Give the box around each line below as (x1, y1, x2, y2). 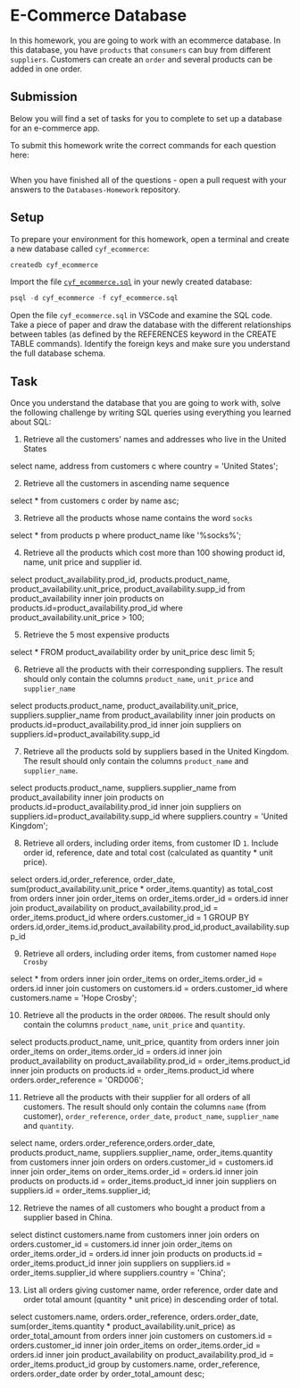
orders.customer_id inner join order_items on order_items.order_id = (10, 1340, 262, 1350)
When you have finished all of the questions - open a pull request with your (10, 174, 287, 185)
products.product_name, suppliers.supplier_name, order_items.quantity (10, 1148, 273, 1158)
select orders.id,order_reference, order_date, (10, 874, 176, 885)
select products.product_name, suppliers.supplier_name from (10, 783, 237, 794)
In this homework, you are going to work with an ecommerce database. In (10, 35, 281, 46)
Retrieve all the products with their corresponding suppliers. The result (22, 664, 284, 675)
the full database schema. (10, 348, 106, 358)
